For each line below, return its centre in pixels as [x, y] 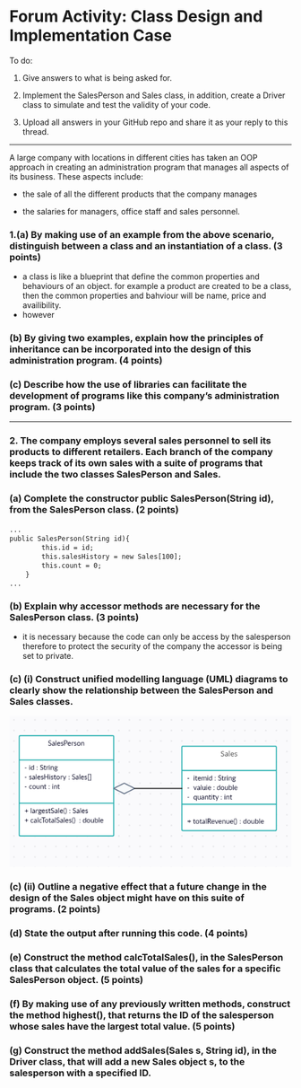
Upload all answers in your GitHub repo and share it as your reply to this [155, 122]
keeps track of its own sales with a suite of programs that [136, 463]
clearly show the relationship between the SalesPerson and [142, 690]
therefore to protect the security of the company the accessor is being [152, 646]
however [39, 315]
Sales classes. [41, 701]
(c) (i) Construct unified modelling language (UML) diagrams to [149, 679]
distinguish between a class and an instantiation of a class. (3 [146, 246]
